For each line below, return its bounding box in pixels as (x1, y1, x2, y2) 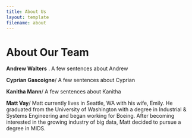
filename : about (6, 20, 46, 26)
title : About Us (6, 8, 46, 15)
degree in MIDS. (6, 125, 46, 132)
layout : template (6, 14, 49, 20)
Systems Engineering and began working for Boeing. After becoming (6, 112, 175, 120)
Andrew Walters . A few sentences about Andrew (6, 65, 128, 72)
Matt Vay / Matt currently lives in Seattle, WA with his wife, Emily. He (6, 99, 173, 107)
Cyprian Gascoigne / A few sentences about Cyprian (6, 77, 136, 84)
